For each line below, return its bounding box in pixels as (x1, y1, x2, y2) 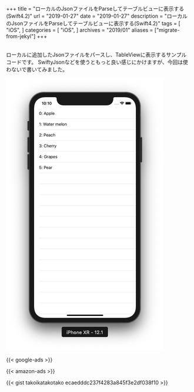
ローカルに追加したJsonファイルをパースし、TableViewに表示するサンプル (6, 51, 187, 58)
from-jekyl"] (6, 33, 36, 39)
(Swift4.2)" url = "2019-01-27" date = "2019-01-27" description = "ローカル (6, 12, 188, 19)
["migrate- (154, 27, 180, 34)
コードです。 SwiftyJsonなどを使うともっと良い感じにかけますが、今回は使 (6, 58, 188, 65)
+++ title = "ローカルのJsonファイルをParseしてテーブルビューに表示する (6, 5, 184, 12)
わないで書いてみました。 (6, 66, 68, 73)
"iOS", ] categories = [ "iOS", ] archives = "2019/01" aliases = (6, 27, 153, 34)
